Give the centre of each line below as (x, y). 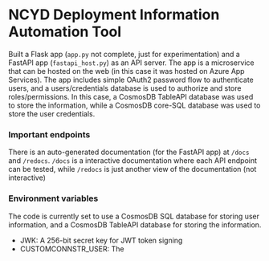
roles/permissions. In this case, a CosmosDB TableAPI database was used (131, 96)
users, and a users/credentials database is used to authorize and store (125, 88)
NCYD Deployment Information (114, 15)
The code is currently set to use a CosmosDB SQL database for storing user (134, 216)
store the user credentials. (52, 113)
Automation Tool (65, 32)
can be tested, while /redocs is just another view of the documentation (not (132, 169)
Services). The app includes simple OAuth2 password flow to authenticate (131, 80)
